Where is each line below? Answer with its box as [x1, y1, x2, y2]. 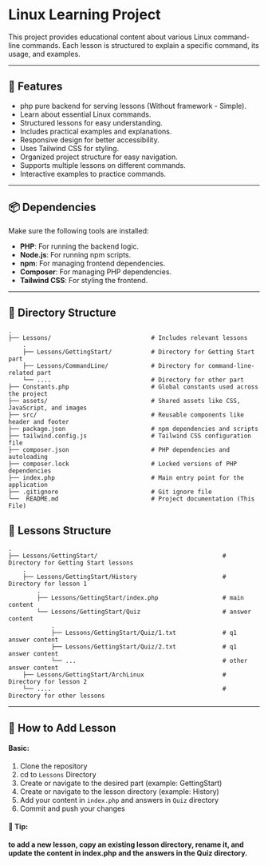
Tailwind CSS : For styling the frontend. [19, 275, 148, 285]
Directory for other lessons [8, 692, 105, 700]
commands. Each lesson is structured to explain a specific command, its [22, 40, 259, 50]
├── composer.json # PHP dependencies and [8, 446, 230, 454]
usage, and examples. [8, 49, 81, 58]
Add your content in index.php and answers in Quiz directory [19, 795, 219, 804]
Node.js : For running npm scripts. [19, 249, 132, 259]
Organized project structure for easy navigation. [19, 152, 178, 162]
